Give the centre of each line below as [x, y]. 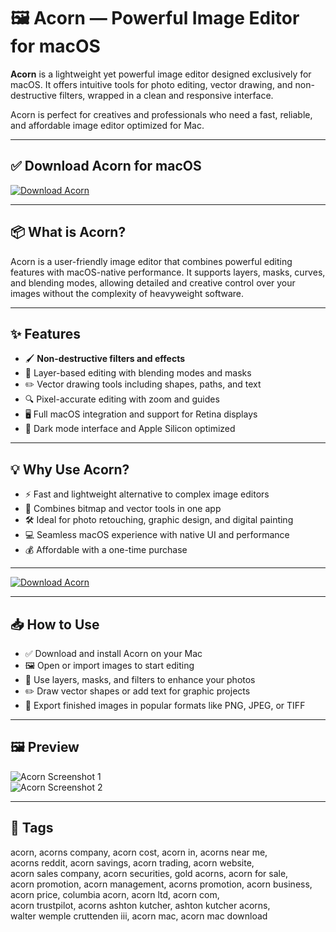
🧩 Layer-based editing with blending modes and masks [138, 373]
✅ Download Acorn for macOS [106, 166]
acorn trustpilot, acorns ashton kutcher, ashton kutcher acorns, [140, 905]
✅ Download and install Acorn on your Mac [113, 653]
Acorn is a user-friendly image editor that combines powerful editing [151, 261]
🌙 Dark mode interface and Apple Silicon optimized [130, 429]
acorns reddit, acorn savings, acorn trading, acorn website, [132, 862]
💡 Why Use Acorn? [70, 469]
